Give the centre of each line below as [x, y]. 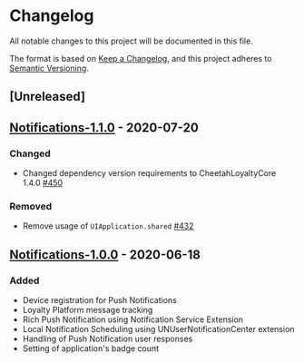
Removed [31, 206]
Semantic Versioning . [49, 68]
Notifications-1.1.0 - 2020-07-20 [104, 128]
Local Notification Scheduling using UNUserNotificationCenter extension [158, 329]
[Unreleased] [48, 97]
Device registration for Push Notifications [99, 300]
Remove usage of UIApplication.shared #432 [108, 226]
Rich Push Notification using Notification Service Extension [132, 319]
